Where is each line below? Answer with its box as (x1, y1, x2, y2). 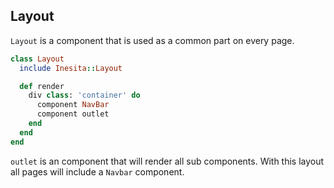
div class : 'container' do (28, 90, 141, 101)
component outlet (36, 109, 110, 119)
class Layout (10, 54, 65, 64)
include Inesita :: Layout (19, 63, 123, 73)
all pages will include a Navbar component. (10, 165, 185, 178)
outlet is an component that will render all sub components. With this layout (10, 155, 325, 167)
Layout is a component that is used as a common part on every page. (10, 34, 295, 46)
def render (19, 81, 65, 91)
